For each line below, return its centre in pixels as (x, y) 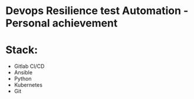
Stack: (22, 50)
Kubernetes (28, 85)
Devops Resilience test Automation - (97, 11)
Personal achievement (62, 23)
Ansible (23, 73)
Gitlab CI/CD (29, 66)
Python (23, 79)
